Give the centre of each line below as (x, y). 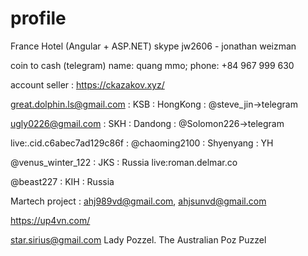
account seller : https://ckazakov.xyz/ (87, 84)
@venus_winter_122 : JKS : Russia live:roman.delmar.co (124, 162)
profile (38, 18)
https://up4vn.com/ (50, 220)
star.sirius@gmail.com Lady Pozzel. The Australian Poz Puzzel (138, 239)
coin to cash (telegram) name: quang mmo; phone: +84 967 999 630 (152, 65)
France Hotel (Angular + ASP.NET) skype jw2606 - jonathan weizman (153, 46)
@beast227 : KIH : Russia (62, 181)
